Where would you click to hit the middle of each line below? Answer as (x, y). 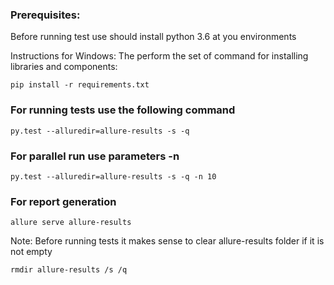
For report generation (63, 201)
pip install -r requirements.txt (80, 85)
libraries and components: (64, 67)
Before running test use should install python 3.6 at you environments (153, 37)
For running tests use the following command (123, 110)
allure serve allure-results (71, 223)
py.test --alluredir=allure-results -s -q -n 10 (113, 176)
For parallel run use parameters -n (95, 156)
